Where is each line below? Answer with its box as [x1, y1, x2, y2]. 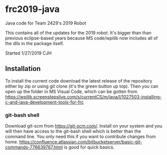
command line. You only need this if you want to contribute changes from [5, 133, 156, 139]
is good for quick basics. [64, 144, 115, 150]
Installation [5, 64, 41, 73]
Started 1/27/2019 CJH [5, 50, 52, 56]
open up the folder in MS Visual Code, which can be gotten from [5, 88, 138, 94]
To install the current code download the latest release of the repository [5, 77, 153, 83]
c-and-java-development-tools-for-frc [5, 99, 84, 105]
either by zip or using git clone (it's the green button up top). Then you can [5, 83, 159, 89]
